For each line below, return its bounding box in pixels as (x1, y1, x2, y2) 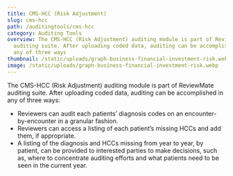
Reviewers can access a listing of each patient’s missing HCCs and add (17, 124, 222, 132)
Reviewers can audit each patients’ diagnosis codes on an (17, 109, 184, 118)
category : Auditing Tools (7, 29, 82, 37)
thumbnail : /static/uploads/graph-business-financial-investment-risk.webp (7, 56, 231, 63)
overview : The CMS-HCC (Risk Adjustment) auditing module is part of (7, 36, 213, 43)
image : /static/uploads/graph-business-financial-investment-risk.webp (7, 62, 218, 69)
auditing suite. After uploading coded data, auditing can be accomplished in (7, 88, 224, 97)
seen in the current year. (17, 161, 88, 169)
